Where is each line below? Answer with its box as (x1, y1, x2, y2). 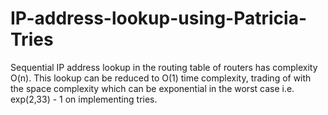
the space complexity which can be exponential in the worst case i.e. (10, 82, 295, 94)
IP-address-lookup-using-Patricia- (10, 7, 308, 30)
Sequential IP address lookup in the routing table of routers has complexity (10, 61, 318, 73)
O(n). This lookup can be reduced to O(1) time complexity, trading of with (10, 72, 312, 84)
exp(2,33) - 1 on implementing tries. (10, 93, 158, 105)
